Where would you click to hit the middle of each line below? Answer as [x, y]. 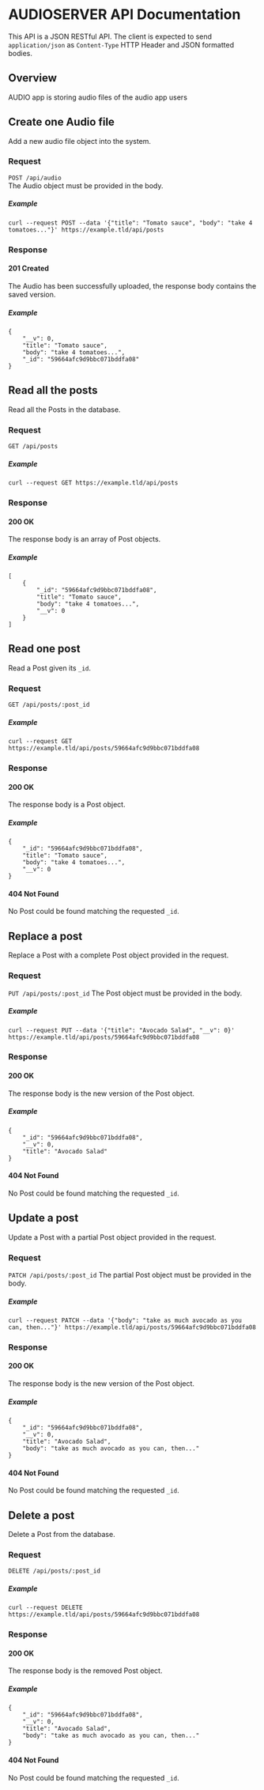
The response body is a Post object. [67, 805]
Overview [33, 78]
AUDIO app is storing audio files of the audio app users [98, 97]
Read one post [44, 649]
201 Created [29, 268]
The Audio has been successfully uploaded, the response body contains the [132, 285]
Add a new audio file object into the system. [80, 141]
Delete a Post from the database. [62, 1535]
